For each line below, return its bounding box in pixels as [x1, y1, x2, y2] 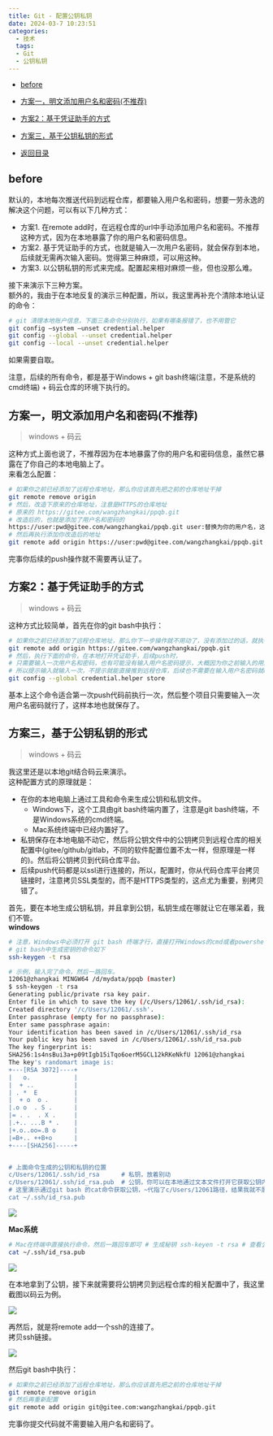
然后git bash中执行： [8, 1364, 79, 1374]
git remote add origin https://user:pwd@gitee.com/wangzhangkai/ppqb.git [8, 538, 264, 547]
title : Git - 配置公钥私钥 [8, 11, 93, 20]
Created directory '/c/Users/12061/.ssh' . [8, 1005, 154, 1013]
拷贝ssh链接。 [8, 1332, 57, 1342]
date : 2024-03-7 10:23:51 [8, 20, 96, 28]
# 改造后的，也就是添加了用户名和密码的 [8, 515, 125, 524]
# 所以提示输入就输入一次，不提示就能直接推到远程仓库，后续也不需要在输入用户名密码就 [8, 667, 264, 675]
